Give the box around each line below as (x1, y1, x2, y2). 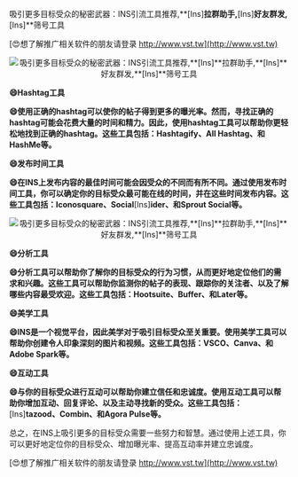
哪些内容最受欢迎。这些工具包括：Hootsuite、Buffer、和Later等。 (9, 289, 253, 300)
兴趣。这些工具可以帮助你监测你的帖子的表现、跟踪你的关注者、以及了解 (24, 278, 289, 288)
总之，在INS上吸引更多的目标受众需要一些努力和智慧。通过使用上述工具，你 (9, 427, 286, 438)
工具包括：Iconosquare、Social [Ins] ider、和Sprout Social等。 (16, 199, 247, 209)
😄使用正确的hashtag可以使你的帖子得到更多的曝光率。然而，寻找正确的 (9, 106, 274, 116)
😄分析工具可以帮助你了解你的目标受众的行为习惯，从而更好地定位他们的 (9, 267, 274, 278)
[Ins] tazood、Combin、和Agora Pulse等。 (9, 409, 167, 419)
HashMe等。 (9, 139, 57, 150)
